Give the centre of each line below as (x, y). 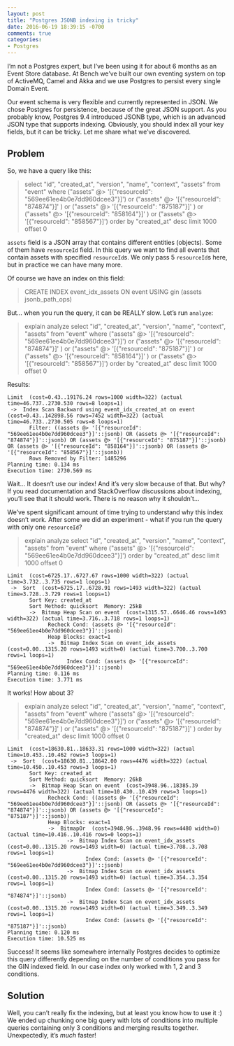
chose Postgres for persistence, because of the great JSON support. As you (117, 109)
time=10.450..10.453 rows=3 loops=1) (62, 767)
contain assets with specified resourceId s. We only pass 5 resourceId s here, (117, 257)
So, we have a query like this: (50, 170)
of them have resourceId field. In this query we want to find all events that (114, 250)
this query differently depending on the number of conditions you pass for (114, 959)
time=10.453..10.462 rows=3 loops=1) (62, 755)
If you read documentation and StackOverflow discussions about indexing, (115, 491)
